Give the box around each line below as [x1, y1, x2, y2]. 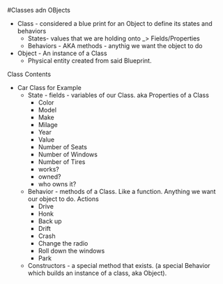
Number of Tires [38, 158, 86, 166]
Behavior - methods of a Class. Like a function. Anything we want [27, 188, 216, 195]
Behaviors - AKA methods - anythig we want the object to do [27, 42, 203, 50]
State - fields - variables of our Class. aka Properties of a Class [27, 91, 209, 99]
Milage [38, 121, 58, 128]
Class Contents [7, 70, 51, 78]
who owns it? [38, 180, 77, 188]
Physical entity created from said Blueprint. [27, 57, 152, 65]
